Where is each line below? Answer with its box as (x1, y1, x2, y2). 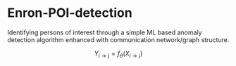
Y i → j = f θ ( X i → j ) (94, 49, 143, 59)
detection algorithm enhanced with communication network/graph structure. (7, 35, 230, 44)
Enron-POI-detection (7, 5, 132, 21)
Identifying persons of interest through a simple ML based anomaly (7, 28, 202, 37)
